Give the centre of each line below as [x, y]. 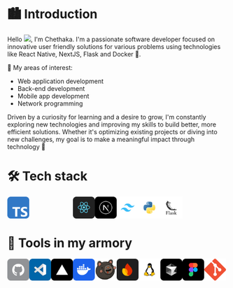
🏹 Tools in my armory [70, 243]
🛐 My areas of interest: [40, 67]
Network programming [50, 103]
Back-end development [51, 88]
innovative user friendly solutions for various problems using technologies [114, 46]
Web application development [60, 81]
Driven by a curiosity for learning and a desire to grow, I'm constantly [107, 117]
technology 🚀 [26, 146]
